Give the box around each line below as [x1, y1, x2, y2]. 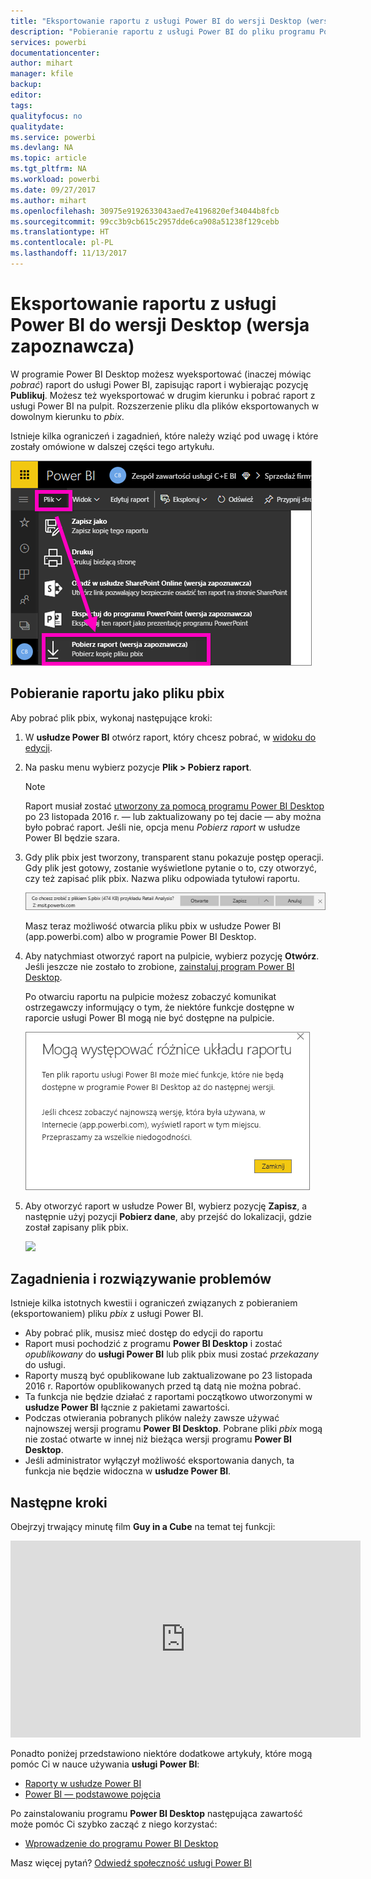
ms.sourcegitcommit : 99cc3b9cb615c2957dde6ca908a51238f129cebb [10, 216, 280, 227]
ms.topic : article [10, 153, 87, 164]
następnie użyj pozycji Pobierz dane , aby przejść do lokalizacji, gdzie [24, 1210, 312, 1222]
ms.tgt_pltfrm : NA [10, 164, 87, 174]
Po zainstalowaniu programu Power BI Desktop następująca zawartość [10, 1808, 303, 1820]
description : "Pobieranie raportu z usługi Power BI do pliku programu [10, 26, 315, 37]
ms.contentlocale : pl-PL [10, 238, 114, 248]
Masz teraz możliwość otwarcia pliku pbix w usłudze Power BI [24, 920, 282, 932]
